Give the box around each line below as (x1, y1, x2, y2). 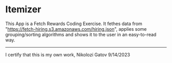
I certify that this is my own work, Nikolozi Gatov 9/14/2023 (5, 51, 131, 57)
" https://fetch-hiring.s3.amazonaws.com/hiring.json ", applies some (5, 26, 147, 32)
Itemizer (5, 4, 41, 15)
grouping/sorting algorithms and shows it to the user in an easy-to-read (5, 31, 157, 37)
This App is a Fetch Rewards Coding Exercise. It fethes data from (5, 20, 142, 27)
